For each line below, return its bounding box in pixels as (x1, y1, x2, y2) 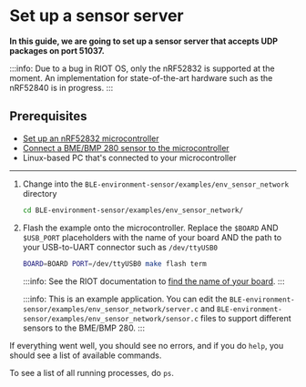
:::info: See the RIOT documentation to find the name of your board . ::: (22, 275, 285, 287)
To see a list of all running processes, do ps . (9, 367, 175, 378)
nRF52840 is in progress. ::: (9, 82, 114, 93)
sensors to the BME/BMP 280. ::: (22, 322, 146, 333)
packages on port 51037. (9, 45, 105, 56)
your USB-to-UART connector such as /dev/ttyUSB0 (22, 241, 219, 252)
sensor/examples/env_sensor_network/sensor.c (22, 314, 199, 323)
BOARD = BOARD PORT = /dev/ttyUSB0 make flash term (22, 259, 207, 269)
